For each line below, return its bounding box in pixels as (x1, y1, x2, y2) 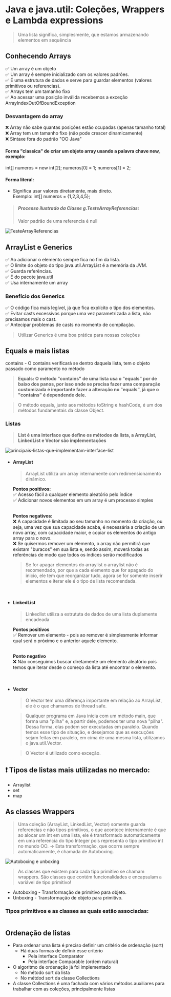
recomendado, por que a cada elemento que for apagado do (25, 567, 154, 573)
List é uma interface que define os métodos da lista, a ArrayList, (17, 432, 157, 438)
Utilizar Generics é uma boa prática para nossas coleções (17, 332, 140, 338)
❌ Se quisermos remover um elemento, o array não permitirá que (12, 540, 150, 546)
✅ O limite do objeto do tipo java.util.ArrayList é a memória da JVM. (5, 262, 147, 269)
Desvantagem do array (5, 112, 63, 120)
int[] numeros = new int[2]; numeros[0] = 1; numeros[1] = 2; (5, 165, 131, 171)
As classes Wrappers (5, 808, 75, 816)
